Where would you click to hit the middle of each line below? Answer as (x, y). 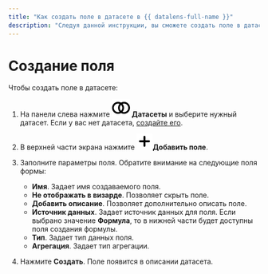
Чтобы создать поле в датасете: (63, 88)
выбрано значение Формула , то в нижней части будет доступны (142, 220)
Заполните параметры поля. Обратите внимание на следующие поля (138, 163)
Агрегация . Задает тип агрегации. (91, 246)
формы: (33, 171)
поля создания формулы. (75, 229)
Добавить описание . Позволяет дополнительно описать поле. (139, 204)
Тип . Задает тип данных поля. (83, 238)
